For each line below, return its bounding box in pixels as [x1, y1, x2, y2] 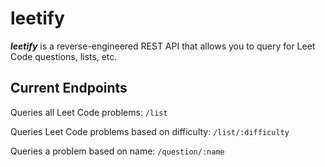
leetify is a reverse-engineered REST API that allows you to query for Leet [10, 40, 316, 52]
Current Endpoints [10, 80, 128, 97]
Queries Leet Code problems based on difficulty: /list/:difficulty [10, 125, 290, 137]
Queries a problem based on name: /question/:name [10, 145, 225, 157]
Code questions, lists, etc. [10, 50, 118, 62]
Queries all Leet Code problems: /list [10, 106, 168, 118]
